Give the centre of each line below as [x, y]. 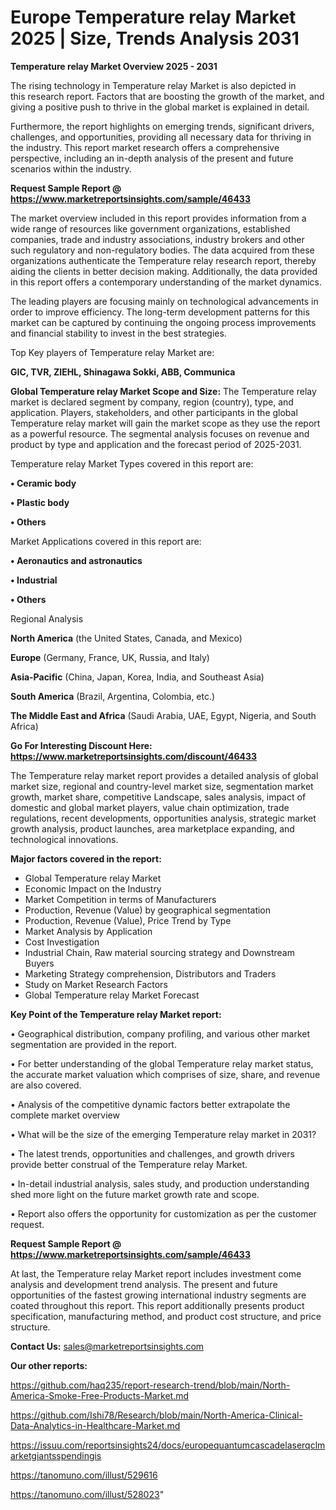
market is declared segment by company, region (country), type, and [152, 402]
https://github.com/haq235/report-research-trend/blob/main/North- [150, 1385]
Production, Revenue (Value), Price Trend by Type [128, 920]
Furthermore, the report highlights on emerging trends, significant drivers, [162, 126]
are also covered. [46, 1085]
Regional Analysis [47, 618]
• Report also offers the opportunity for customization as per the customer [163, 1213]
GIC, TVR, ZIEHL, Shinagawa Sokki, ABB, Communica [123, 372]
